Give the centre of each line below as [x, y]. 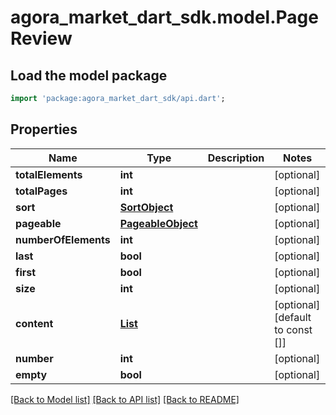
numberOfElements [63, 239]
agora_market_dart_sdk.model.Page [164, 17]
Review [41, 38]
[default [293, 317]
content [34, 323]
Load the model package [89, 75]
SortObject [146, 207]
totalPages [41, 191]
